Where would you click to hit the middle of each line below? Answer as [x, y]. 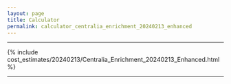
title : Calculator [33, 20]
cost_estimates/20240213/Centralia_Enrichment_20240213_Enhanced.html [113, 60]
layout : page [26, 13]
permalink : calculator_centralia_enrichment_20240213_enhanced [100, 26]
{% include [23, 52]
